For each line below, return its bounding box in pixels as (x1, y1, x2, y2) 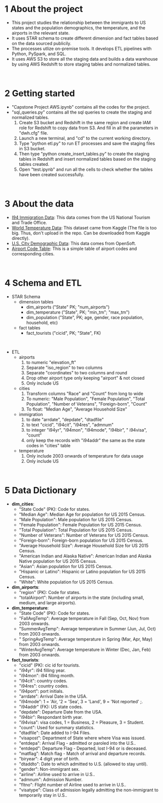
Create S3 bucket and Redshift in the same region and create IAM (19, 119, 151, 125)
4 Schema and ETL (4, 277, 82, 288)
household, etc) (26, 320, 58, 325)
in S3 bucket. (19, 145, 46, 151)
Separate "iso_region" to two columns (26, 365, 103, 370)
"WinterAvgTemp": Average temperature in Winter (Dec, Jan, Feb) (19, 646, 151, 652)
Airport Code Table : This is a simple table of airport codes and (11, 246, 137, 252)
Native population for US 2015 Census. (19, 558, 97, 564)
